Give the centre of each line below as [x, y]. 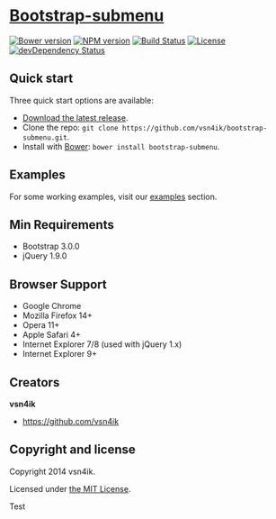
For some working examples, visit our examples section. [113, 196]
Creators [35, 382]
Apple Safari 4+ [51, 335]
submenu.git [45, 137]
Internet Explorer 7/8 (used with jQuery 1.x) [102, 344]
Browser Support [58, 284]
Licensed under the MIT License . [70, 488]
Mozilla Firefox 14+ [57, 315]
